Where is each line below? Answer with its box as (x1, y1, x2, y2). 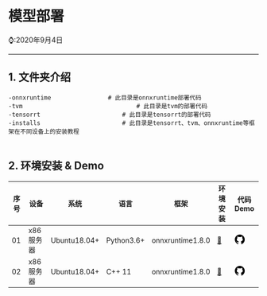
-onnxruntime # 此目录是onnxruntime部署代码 (8, 93, 202, 102)
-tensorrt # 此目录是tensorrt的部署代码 (8, 111, 211, 119)
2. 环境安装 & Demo (8, 159, 105, 173)
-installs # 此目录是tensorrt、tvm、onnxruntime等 (8, 119, 250, 127)
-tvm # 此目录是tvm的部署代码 (8, 102, 208, 110)
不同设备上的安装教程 (19, 127, 79, 135)
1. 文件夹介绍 (8, 71, 72, 84)
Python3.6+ (106, 236, 145, 245)
